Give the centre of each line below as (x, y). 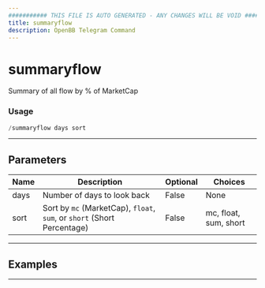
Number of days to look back (96, 196)
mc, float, (223, 213)
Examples (33, 264)
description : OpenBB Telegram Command (72, 30)
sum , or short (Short (78, 218)
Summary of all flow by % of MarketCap (73, 91)
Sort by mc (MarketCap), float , (99, 208)
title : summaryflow (40, 23)
